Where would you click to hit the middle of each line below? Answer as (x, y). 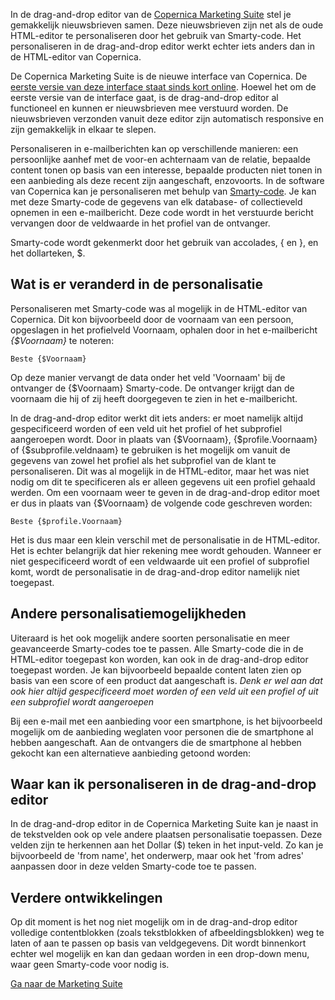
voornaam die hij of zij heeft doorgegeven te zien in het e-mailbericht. (154, 398)
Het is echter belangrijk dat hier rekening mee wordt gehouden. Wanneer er (166, 550)
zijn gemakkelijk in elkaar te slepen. (83, 129)
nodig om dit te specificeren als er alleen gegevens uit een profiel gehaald (163, 481)
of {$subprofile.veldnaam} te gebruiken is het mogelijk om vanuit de (150, 450)
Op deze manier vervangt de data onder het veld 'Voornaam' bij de (148, 377)
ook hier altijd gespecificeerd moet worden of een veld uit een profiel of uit (164, 691)
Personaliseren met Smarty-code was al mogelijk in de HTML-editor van (159, 308)
